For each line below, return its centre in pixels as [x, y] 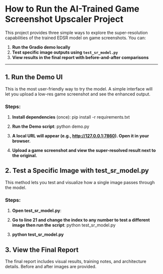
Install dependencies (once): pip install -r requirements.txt [71, 117]
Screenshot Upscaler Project [64, 19]
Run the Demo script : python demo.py [51, 126]
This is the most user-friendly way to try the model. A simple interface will [79, 89]
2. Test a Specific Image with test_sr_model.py [77, 171]
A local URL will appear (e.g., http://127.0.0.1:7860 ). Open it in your [81, 136]
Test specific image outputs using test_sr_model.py [65, 52]
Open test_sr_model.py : [37, 211]
